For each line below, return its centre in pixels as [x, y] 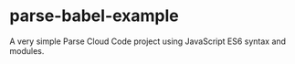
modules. [27, 50]
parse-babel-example [95, 16]
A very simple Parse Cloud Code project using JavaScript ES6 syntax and [147, 41]
